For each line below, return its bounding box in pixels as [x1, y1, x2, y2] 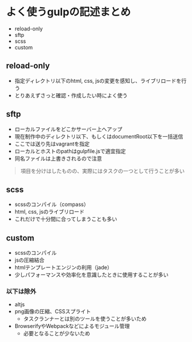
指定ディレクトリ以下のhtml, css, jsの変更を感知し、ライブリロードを [14, 77, 181, 84]
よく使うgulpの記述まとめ [6, 5, 131, 19]
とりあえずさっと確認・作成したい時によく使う [14, 92, 128, 99]
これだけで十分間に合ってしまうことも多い [14, 215, 118, 223]
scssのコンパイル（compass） [14, 201, 89, 208]
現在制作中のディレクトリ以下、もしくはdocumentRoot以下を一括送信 [14, 133, 183, 140]
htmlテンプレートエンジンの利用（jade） [14, 264, 112, 271]
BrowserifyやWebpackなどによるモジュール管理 [14, 323, 130, 330]
